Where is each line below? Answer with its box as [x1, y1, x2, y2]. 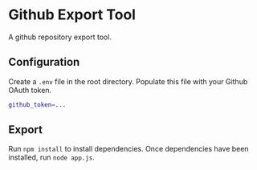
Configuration [8, 55, 80, 69]
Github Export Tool [8, 6, 137, 24]
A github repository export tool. [8, 32, 112, 42]
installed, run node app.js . [8, 152, 95, 162]
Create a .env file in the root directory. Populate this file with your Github [8, 76, 248, 86]
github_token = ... [8, 100, 67, 109]
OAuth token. [8, 85, 52, 95]
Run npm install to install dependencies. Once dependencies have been [8, 144, 249, 154]
